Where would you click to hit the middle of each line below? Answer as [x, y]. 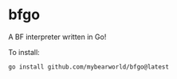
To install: [24, 52]
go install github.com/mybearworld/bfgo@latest [89, 67]
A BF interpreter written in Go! [57, 37]
